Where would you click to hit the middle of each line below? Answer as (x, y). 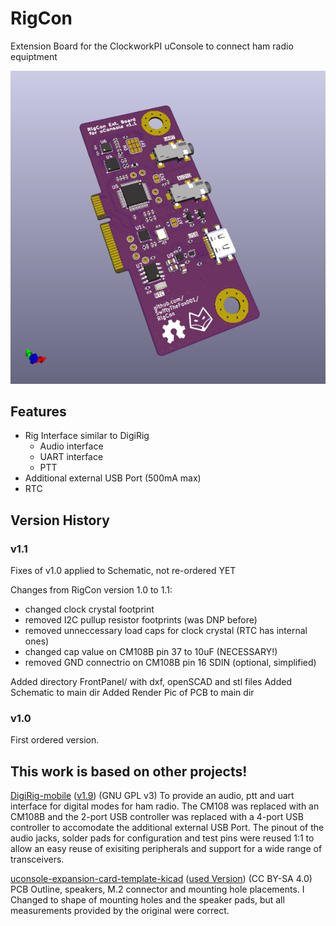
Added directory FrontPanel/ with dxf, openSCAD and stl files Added (151, 682)
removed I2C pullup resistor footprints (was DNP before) (141, 620)
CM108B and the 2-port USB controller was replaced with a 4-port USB (157, 817)
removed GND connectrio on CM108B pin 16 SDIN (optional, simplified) (170, 663)
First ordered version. (55, 740)
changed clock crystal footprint (89, 609)
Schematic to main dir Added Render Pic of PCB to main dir (132, 693)
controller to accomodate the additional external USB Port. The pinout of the (167, 828)
